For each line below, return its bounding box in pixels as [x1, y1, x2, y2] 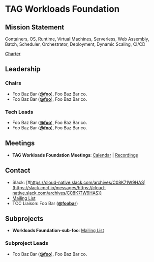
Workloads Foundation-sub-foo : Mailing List [12, 228, 104, 233]
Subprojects [5, 215, 44, 223]
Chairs [5, 80, 22, 87]
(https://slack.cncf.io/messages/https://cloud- [12, 184, 106, 190]
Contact [5, 166, 31, 175]
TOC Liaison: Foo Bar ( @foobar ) [12, 200, 78, 206]
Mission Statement [5, 23, 64, 31]
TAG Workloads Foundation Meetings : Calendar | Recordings [12, 152, 138, 158]
